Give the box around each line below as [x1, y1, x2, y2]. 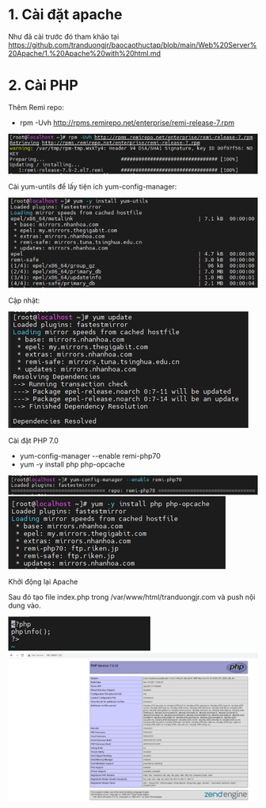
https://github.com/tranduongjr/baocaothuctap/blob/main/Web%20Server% [8, 40, 257, 49]
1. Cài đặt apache [8, 6, 123, 24]
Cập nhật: [8, 295, 40, 305]
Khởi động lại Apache [8, 577, 78, 587]
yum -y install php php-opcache [19, 459, 125, 469]
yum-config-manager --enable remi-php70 [19, 451, 161, 460]
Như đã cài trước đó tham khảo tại [8, 32, 120, 41]
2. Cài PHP [8, 77, 79, 94]
